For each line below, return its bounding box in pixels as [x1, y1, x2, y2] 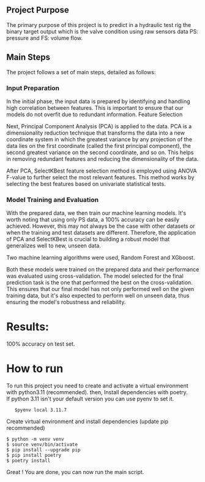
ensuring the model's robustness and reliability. [6, 298, 126, 306]
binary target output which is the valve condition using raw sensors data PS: [6, 28, 199, 35]
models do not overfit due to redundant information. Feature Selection [6, 111, 183, 118]
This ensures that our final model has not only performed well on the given [6, 286, 195, 293]
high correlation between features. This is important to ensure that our [6, 104, 184, 111]
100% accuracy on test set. [6, 340, 75, 348]
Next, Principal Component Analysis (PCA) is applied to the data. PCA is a [6, 122, 192, 130]
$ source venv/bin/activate [6, 441, 78, 448]
